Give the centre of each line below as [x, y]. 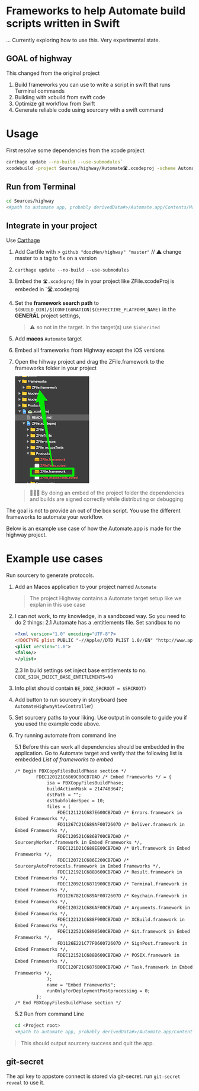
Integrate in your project [52, 226]
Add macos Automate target [48, 338]
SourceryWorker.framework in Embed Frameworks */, [78, 843]
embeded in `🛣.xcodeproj [47, 289]
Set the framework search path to [57, 303]
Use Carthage [23, 240]
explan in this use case [57, 604]
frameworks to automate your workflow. [55, 517]
